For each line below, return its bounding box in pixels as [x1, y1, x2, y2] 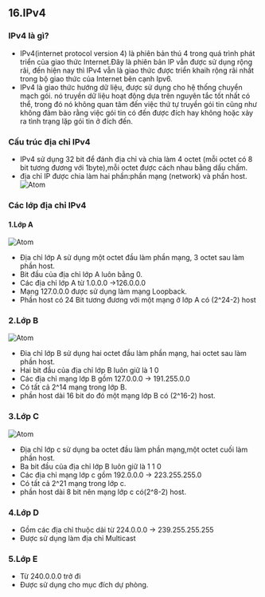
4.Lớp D [8, 507, 40, 518]
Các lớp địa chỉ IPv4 [8, 200, 87, 211]
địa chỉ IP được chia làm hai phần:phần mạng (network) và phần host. [19, 171, 247, 180]
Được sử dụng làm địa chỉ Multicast [19, 534, 136, 543]
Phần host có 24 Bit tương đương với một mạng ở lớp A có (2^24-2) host [19, 295, 256, 305]
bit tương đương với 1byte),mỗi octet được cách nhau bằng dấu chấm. [19, 163, 248, 172]
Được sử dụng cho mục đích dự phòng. [19, 580, 149, 590]
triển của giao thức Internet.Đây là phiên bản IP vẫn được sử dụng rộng [19, 57, 253, 66]
